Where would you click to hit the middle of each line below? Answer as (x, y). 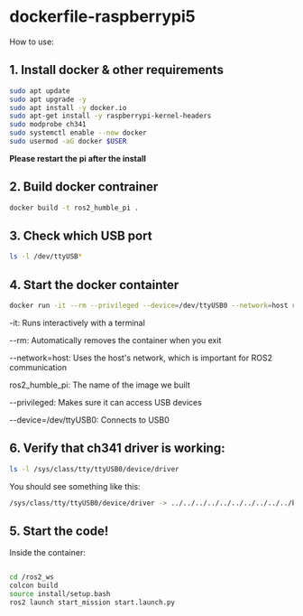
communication (38, 367)
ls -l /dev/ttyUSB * (46, 257)
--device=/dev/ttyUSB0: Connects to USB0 (89, 420)
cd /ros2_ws (32, 577)
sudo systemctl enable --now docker (78, 133)
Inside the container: (47, 553)
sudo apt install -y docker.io (68, 107)
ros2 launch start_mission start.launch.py (92, 602)
